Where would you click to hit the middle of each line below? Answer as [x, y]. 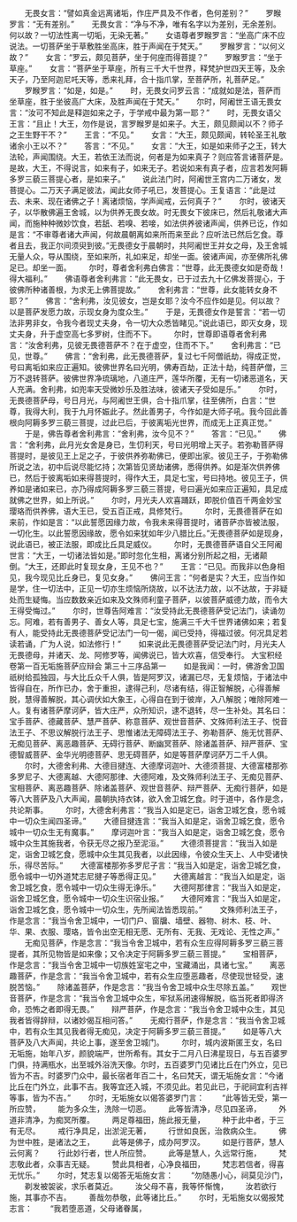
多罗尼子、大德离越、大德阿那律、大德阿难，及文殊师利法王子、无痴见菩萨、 [148, 777]
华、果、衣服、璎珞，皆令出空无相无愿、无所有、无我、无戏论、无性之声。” [145, 932]
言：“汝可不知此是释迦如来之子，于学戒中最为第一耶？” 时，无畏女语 [141, 112]
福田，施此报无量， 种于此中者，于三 [209, 1120]
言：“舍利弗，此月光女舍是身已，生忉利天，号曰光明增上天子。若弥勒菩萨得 [147, 445]
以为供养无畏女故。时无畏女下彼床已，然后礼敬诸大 [187, 212]
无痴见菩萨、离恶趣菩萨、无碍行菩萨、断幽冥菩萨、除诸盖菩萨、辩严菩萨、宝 [148, 743]
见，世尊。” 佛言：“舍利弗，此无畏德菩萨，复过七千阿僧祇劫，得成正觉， [147, 356]
